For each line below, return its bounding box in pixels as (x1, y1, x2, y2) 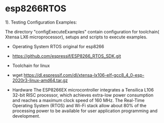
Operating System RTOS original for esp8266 (12, 43, 104, 49)
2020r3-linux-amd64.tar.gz (12, 77, 68, 83)
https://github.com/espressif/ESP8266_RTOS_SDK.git (12, 53, 121, 59)
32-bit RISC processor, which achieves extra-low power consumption (12, 92, 154, 98)
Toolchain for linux (12, 62, 50, 68)
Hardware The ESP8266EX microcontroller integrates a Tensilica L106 (12, 87, 154, 92)
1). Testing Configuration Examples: (5, 19, 77, 25)
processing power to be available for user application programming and (12, 108, 158, 114)
